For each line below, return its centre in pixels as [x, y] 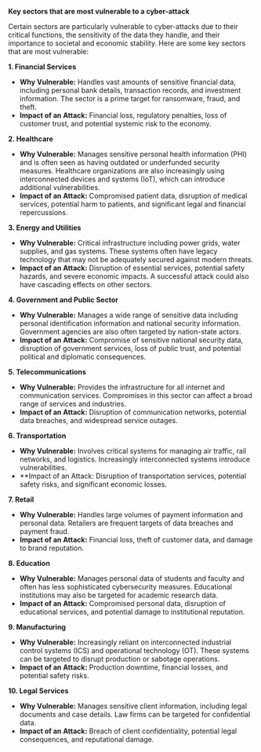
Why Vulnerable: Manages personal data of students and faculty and [132, 579]
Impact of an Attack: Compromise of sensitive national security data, [131, 340]
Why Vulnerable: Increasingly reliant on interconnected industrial [125, 642]
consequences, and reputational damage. [87, 739]
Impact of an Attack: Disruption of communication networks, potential [133, 412]
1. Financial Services [42, 67]
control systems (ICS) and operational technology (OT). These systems [134, 650]
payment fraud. [44, 531]
